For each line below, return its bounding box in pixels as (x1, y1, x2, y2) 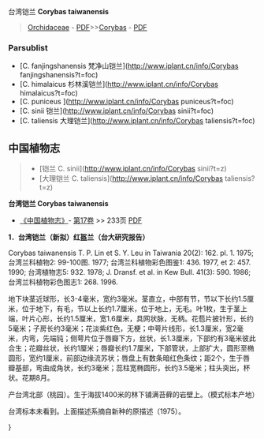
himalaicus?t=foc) (19, 88, 79, 98)
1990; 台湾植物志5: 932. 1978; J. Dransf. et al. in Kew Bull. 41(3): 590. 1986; (8, 268, 251, 277)
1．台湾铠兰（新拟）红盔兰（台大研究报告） (8, 232, 150, 242)
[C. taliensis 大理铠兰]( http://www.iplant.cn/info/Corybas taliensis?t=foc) (19, 116, 255, 126)
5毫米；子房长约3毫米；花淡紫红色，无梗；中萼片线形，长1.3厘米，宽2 (8, 324, 237, 333)
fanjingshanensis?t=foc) (19, 70, 99, 80)
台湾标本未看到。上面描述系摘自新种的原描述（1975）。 (8, 407, 186, 416)
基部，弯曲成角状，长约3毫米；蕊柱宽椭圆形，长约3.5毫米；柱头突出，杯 (14, 363, 251, 373)
